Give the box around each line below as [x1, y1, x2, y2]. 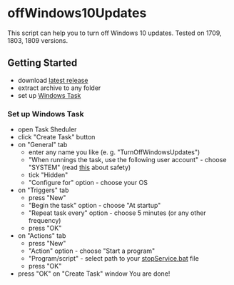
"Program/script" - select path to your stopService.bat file [28, 254, 200, 263]
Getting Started [7, 57, 78, 69]
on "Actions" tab [17, 231, 66, 240]
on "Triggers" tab [17, 186, 69, 194]
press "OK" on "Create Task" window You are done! [17, 269, 171, 278]
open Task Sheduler [17, 125, 77, 134]
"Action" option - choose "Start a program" [28, 246, 156, 255]
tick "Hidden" [28, 171, 68, 179]
